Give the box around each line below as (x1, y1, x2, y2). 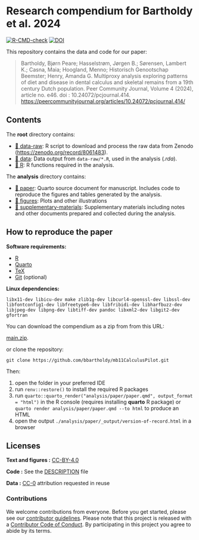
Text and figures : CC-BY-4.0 (6, 457, 79, 464)
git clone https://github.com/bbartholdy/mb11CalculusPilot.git (6, 357, 169, 363)
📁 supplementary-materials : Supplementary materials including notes (14, 203, 185, 210)
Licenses (6, 440, 41, 451)
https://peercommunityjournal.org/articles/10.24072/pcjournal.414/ (20, 97, 186, 105)
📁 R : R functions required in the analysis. (14, 161, 114, 168)
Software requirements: (6, 243, 67, 250)
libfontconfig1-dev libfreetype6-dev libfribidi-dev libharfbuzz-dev (6, 302, 183, 308)
